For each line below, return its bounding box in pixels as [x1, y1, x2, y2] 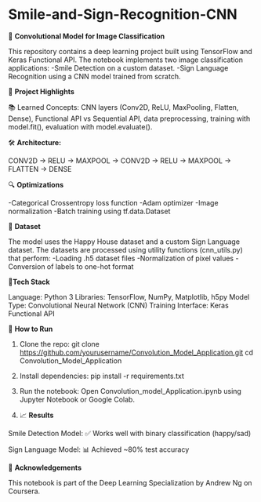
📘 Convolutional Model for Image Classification [8, 31, 165, 41]
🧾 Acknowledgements [8, 463, 82, 472]
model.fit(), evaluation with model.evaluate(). [8, 122, 153, 131]
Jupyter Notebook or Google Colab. [19, 395, 136, 404]
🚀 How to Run [8, 324, 53, 333]
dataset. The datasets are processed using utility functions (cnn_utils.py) [8, 245, 243, 254]
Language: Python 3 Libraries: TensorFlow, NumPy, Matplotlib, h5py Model [8, 292, 250, 301]
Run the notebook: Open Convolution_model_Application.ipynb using [19, 386, 241, 395]
